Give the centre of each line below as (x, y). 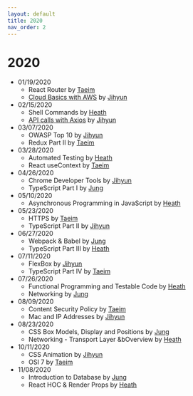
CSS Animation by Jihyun (66, 355)
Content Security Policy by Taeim (77, 309)
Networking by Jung (58, 294)
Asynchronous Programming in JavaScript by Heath (104, 203)
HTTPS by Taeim (53, 219)
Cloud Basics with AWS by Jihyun (78, 98)
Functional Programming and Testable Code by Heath (107, 286)
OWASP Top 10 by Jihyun (66, 135)
